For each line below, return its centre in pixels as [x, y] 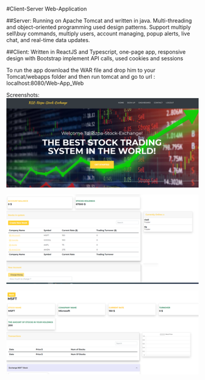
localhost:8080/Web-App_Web [45, 83]
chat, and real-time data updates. [48, 40]
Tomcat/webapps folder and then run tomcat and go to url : [81, 77]
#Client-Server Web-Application [47, 9]
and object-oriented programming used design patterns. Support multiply [99, 27]
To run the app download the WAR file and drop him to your [81, 70]
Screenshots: [23, 95]
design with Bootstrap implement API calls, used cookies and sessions [95, 58]
